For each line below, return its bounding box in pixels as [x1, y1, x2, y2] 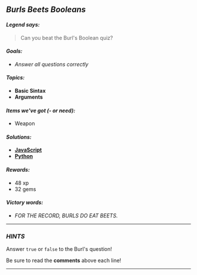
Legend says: [6, 21, 40, 28]
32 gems [14, 185, 36, 193]
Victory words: [6, 199, 43, 206]
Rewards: [6, 166, 30, 173]
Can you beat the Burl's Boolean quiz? [20, 34, 113, 41]
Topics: [6, 74, 25, 81]
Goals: [6, 48, 23, 55]
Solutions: [6, 133, 32, 140]
